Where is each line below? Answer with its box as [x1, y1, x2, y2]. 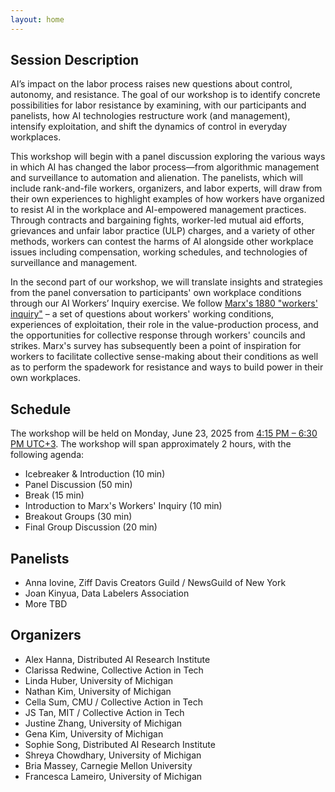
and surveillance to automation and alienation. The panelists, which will [10, 172, 303, 184]
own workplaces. [10, 372, 81, 384]
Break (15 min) [24, 489, 85, 501]
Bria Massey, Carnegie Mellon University [24, 759, 193, 771]
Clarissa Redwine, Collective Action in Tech [24, 664, 204, 676]
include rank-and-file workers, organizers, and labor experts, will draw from [10, 182, 323, 195]
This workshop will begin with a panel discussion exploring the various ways [10, 151, 326, 163]
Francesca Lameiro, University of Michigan [24, 770, 203, 782]
